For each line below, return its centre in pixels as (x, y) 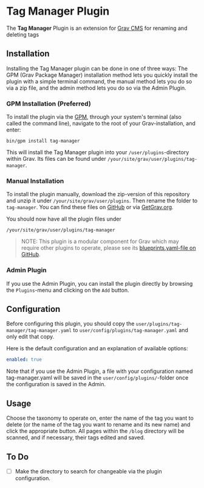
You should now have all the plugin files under (64, 219)
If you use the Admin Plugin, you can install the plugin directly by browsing (100, 283)
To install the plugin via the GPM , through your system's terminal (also (94, 117)
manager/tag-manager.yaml (39, 331)
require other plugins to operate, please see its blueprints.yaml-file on (108, 248)
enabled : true (24, 360)
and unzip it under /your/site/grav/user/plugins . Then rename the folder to (102, 201)
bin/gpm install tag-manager (43, 141)
